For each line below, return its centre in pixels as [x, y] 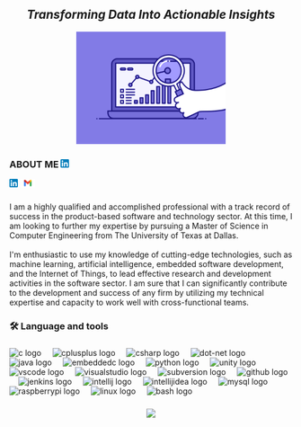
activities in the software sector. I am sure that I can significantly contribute [148, 283]
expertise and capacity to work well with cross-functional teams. [129, 302]
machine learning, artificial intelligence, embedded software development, [147, 264]
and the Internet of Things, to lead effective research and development [140, 274]
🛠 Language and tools [59, 325]
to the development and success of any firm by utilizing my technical [137, 293]
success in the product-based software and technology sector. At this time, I [151, 217]
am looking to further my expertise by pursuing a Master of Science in [139, 226]
